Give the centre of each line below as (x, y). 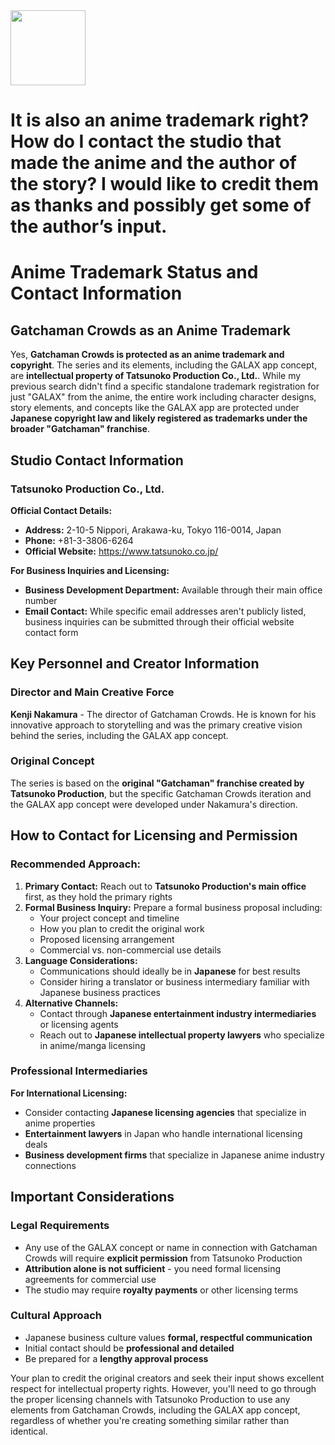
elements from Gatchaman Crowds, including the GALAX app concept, (155, 1410)
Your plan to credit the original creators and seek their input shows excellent (167, 1378)
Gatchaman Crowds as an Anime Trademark (150, 330)
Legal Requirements (60, 1226)
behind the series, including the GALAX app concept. (119, 735)
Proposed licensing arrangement (107, 939)
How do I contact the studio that (146, 141)
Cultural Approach (56, 1316)
